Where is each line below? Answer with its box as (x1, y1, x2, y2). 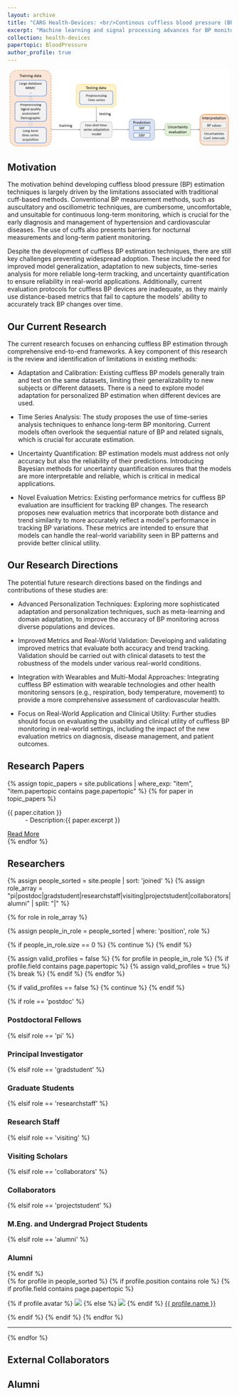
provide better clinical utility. (17, 538, 101, 547)
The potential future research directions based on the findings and (7, 578, 202, 587)
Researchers (7, 858, 65, 870)
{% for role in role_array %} (7, 913, 87, 922)
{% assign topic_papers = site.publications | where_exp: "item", (7, 779, 193, 788)
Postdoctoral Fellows (7, 1015, 82, 1025)
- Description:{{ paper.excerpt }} (25, 815, 121, 824)
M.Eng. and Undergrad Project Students (7, 1219, 148, 1229)
